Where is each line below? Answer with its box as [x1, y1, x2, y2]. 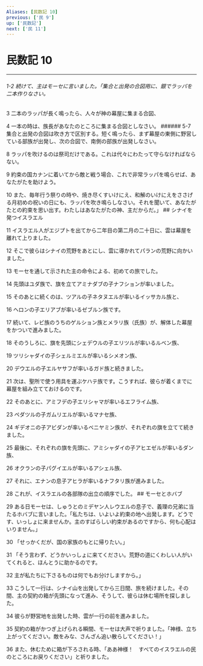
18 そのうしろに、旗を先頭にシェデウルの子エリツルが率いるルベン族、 [6, 339, 182, 347]
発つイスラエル [6, 214, 43, 221]
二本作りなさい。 [6, 90, 49, 97]
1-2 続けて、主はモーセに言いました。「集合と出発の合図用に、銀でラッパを [6, 82, 193, 89]
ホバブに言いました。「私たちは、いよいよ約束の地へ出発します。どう [16, 511, 188, 518]
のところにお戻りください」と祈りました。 [6, 653, 112, 661]
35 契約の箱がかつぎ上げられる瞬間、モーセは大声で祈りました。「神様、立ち [6, 626, 197, 633]
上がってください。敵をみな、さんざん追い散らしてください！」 [6, 633, 165, 640]
